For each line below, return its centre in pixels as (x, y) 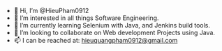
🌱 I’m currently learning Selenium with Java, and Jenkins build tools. (112, 25)
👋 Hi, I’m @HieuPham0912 (51, 11)
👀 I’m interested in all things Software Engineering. (86, 18)
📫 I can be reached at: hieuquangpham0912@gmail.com (96, 40)
